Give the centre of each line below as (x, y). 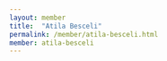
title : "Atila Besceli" (56, 26)
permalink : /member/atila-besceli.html (84, 34)
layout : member (38, 17)
